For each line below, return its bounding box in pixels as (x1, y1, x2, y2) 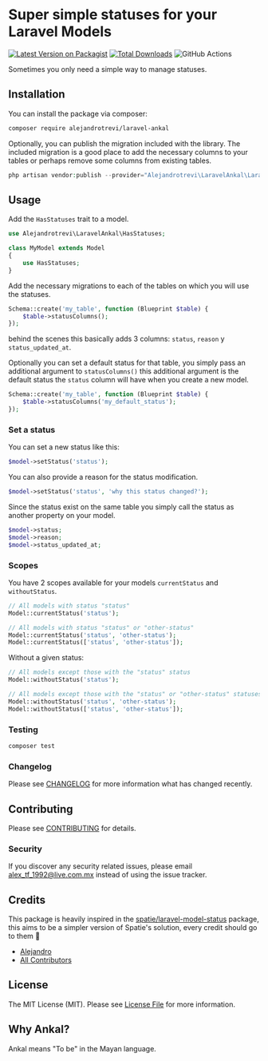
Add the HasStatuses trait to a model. (8, 214, 129, 224)
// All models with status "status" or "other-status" (8, 624, 195, 631)
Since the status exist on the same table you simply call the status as (8, 501, 235, 512)
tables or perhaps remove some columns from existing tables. (8, 156, 212, 165)
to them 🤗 (8, 932, 41, 941)
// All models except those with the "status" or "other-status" (8, 691, 230, 699)
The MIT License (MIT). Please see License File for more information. (8, 1000, 235, 1009)
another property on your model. (8, 510, 116, 520)
